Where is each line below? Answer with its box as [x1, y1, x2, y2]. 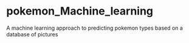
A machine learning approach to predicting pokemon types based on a [6, 24, 184, 31]
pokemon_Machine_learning [6, 4, 154, 18]
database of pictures [6, 30, 58, 38]
